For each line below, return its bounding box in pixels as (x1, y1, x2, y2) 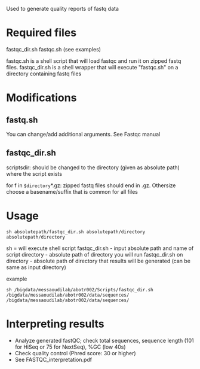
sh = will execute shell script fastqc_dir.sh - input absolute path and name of (6, 245, 194, 252)
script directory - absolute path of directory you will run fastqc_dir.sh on (6, 251, 183, 258)
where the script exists (6, 170, 63, 177)
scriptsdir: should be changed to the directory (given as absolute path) (6, 164, 180, 171)
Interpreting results (6, 317, 104, 331)
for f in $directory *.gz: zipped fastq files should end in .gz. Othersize (6, 182, 176, 189)
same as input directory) (6, 263, 67, 271)
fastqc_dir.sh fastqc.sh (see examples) (6, 45, 101, 53)
